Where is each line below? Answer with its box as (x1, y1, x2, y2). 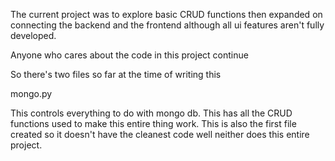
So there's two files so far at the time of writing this (10, 69, 222, 80)
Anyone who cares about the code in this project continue (10, 49, 249, 61)
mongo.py (10, 88, 53, 99)
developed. (10, 30, 57, 41)
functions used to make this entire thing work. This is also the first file (10, 118, 297, 129)
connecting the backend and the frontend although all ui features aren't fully (10, 19, 325, 31)
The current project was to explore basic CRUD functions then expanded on (10, 9, 323, 20)
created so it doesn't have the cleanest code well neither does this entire (10, 129, 310, 140)
